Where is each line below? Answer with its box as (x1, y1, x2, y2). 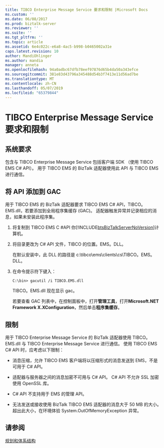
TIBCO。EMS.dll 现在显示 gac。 (12, 288, 78, 294)
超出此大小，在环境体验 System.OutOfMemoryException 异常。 (12, 408, 142, 413)
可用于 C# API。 (12, 364, 46, 370)
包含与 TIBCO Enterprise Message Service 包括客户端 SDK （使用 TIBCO (5, 159, 154, 165)
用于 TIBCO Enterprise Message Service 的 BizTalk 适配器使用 (5, 334, 132, 340)
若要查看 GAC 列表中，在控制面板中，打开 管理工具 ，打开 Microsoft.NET (12, 298, 160, 304)
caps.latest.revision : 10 (5, 49, 58, 54)
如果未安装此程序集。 (13, 214, 57, 220)
